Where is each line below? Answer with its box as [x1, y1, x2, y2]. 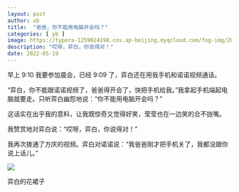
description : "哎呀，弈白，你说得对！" [7, 43, 114, 50]
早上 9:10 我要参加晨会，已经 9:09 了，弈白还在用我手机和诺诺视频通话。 [7, 70, 221, 79]
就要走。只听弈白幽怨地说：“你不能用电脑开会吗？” [13, 94, 163, 103]
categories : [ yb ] [7, 30, 65, 38]
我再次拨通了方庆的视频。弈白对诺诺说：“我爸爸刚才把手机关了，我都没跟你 [7, 139, 229, 148]
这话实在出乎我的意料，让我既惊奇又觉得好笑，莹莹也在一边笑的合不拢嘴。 [7, 110, 225, 118]
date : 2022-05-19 [7, 50, 59, 58]
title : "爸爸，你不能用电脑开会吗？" [7, 23, 109, 31]
